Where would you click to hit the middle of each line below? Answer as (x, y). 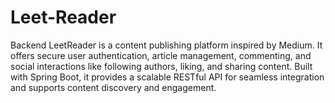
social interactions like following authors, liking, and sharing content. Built (161, 66)
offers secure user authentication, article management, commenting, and (161, 55)
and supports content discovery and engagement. (113, 87)
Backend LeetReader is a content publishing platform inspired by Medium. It (166, 45)
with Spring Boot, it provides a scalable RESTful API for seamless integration (167, 77)
